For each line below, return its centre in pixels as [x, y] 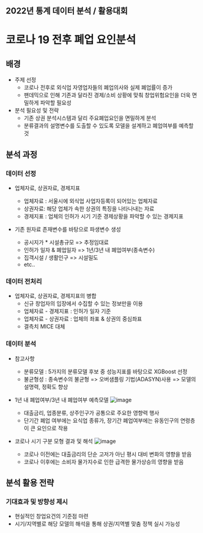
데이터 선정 [21, 173]
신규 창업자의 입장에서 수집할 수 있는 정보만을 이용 [83, 304]
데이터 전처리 [24, 281]
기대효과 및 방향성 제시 [37, 502]
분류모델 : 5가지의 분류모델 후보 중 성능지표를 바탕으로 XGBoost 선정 [105, 371]
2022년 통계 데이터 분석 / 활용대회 [67, 11]
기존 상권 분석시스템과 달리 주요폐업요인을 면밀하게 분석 [90, 118]
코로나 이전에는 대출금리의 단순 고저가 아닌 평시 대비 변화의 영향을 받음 [108, 454]
